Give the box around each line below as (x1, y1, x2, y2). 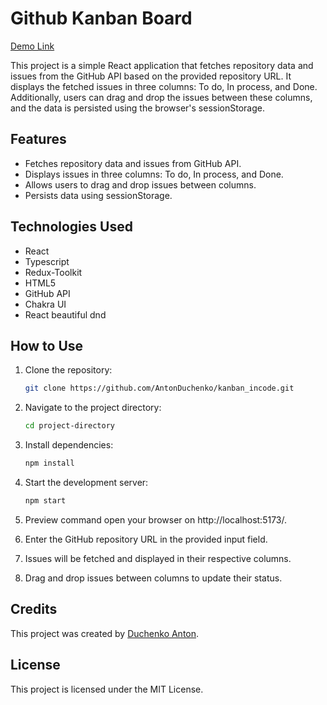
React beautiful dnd (24, 308, 107, 321)
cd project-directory (24, 421, 115, 431)
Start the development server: (24, 477, 149, 488)
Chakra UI (24, 298, 67, 310)
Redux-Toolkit (24, 266, 83, 278)
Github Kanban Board (10, 7, 193, 30)
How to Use (10, 337, 84, 354)
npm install (24, 458, 75, 469)
